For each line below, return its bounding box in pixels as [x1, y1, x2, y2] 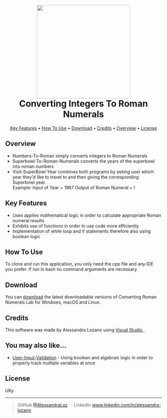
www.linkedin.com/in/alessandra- [92, 402, 162, 408]
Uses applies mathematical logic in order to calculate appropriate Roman [12, 212, 162, 218]
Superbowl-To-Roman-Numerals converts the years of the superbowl [12, 158, 155, 164]
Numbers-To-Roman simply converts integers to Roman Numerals [12, 152, 148, 158]
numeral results [12, 217, 45, 223]
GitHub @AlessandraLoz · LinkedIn [17, 402, 91, 408]
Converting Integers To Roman [19, 98, 148, 110]
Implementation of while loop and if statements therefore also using [12, 228, 151, 234]
